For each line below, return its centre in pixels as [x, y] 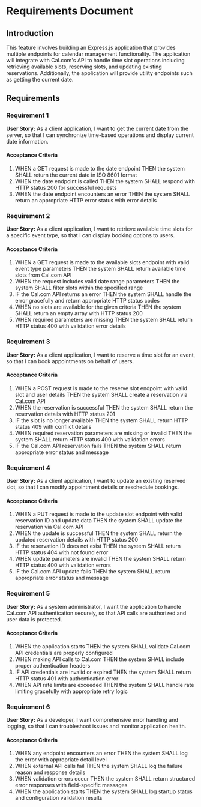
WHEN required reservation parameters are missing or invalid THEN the [103, 433]
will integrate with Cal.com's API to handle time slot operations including [95, 60]
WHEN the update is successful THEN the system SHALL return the [98, 533]
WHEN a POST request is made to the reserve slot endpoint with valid [101, 388]
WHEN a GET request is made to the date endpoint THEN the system [100, 168]
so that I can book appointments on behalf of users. [70, 361]
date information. [28, 141]
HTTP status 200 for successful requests [66, 187]
